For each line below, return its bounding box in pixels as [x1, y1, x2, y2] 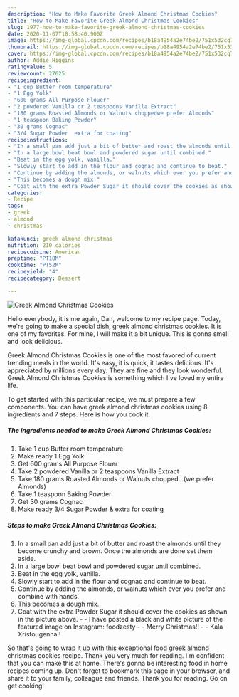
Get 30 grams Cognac [17, 497, 83, 505]
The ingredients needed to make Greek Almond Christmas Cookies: [7, 426, 211, 435]
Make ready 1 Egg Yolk [17, 451, 85, 460]
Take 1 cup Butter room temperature [17, 444, 124, 453]
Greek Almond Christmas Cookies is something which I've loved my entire [7, 373, 224, 382]
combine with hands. [17, 592, 80, 600]
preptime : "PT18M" [7, 255, 62, 262]
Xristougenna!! [17, 629, 61, 638]
